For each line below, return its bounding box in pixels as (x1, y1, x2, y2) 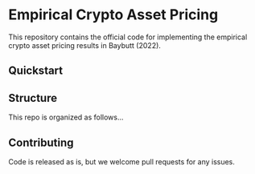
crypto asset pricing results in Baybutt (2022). (8, 40, 161, 50)
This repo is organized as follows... (8, 112, 124, 122)
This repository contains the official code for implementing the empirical (8, 32, 248, 42)
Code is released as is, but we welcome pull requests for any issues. (8, 156, 236, 166)
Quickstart (8, 64, 64, 78)
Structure (8, 91, 58, 105)
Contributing (8, 136, 74, 149)
